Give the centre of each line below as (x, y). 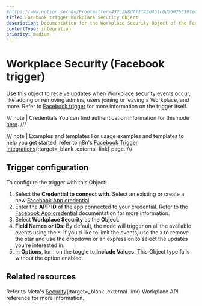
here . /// (16, 125)
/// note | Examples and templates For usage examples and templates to (95, 136)
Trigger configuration (47, 168)
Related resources (41, 277)
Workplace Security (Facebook (85, 64)
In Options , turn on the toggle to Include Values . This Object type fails (102, 251)
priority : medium (28, 34)
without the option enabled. (49, 258)
